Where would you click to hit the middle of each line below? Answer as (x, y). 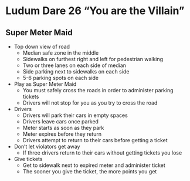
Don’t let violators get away (47, 146)
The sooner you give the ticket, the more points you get (90, 171)
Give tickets (28, 159)
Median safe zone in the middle (61, 53)
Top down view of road (42, 46)
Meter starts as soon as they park (63, 128)
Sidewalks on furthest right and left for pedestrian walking (93, 59)
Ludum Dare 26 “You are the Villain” (95, 11)
